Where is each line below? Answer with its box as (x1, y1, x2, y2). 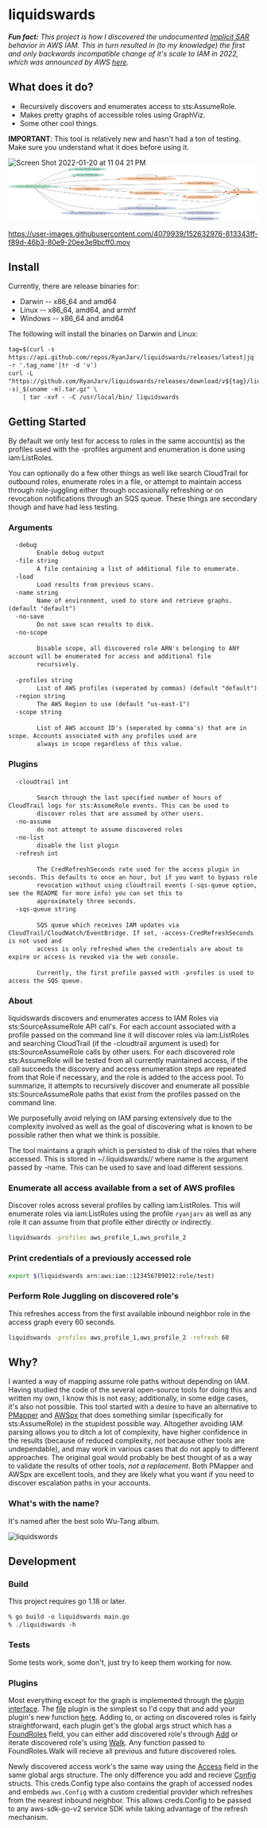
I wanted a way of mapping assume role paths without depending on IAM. (8, 1377, 250, 1386)
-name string (15, 589, 59, 597)
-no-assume (15, 818, 52, 826)
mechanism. (8, 1812, 48, 1822)
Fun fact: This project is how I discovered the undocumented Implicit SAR (8, 32, 250, 41)
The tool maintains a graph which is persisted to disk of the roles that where (8, 1146, 257, 1155)
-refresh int (15, 850, 59, 857)
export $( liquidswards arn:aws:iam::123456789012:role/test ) (8, 1271, 215, 1279)
